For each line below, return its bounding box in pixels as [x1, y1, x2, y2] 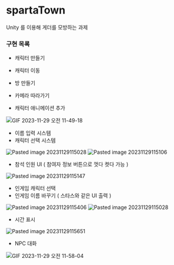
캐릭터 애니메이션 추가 [14, 104, 66, 112]
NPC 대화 [14, 240, 37, 247]
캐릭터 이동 [14, 67, 41, 74]
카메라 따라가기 [14, 92, 50, 99]
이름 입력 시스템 [14, 130, 51, 137]
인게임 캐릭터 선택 [14, 185, 56, 192]
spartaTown [6, 4, 66, 17]
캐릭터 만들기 [14, 54, 45, 62]
